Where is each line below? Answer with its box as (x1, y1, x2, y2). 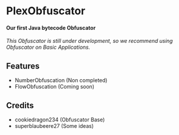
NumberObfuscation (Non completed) (14, 77, 108, 84)
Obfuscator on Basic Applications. (6, 43, 91, 51)
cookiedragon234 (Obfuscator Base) (14, 116, 105, 123)
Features (6, 61, 40, 71)
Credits (6, 100, 34, 111)
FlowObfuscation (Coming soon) (14, 83, 95, 90)
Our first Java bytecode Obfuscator (6, 24, 96, 31)
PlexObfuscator (6, 4, 86, 18)
